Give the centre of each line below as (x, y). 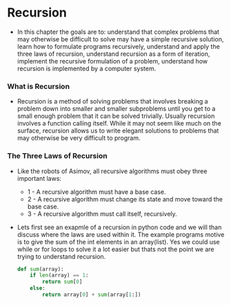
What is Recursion (39, 86)
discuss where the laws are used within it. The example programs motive (121, 234)
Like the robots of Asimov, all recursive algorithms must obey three (112, 171)
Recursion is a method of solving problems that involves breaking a (112, 101)
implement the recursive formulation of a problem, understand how (112, 61)
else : (38, 288)
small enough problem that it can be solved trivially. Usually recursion (116, 116)
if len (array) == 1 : (59, 275)
